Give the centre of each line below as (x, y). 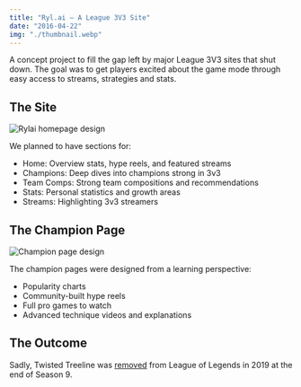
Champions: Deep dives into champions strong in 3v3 (122, 173)
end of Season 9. (41, 374)
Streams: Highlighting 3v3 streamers (90, 202)
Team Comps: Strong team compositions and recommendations (140, 183)
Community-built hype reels (74, 296)
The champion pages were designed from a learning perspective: (130, 269)
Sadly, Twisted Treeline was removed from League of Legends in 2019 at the (151, 365)
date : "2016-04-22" (46, 26)
